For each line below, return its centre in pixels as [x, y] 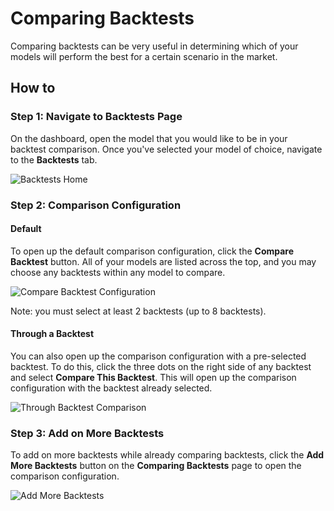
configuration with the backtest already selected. [111, 388]
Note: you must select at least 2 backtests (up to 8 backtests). [138, 311]
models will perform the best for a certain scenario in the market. [144, 56]
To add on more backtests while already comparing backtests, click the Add [167, 455]
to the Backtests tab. [54, 159]
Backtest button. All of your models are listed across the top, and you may [163, 261]
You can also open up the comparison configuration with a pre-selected [158, 356]
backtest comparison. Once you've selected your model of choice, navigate [166, 149]
